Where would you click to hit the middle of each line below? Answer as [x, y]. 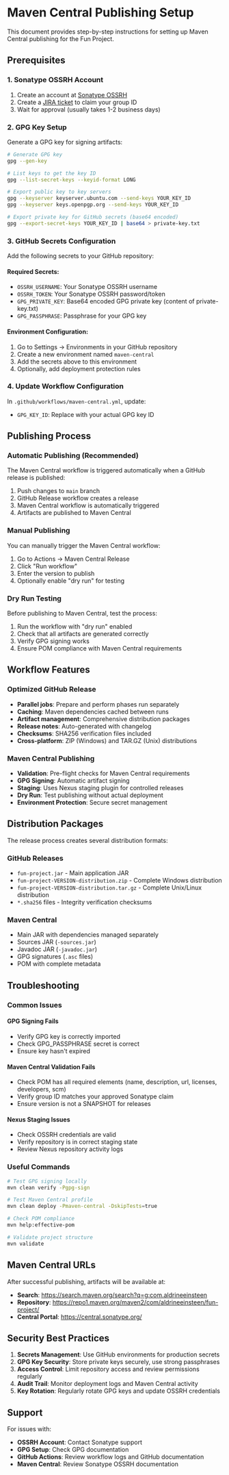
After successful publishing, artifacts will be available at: [86, 1281]
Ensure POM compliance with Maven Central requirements [99, 648]
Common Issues [35, 1005]
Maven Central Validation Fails [51, 1067]
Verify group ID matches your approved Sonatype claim [95, 1096]
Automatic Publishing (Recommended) [73, 455]
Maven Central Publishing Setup [100, 13]
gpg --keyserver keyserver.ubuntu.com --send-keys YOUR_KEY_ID [99, 199]
